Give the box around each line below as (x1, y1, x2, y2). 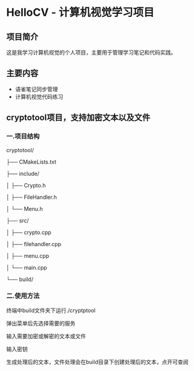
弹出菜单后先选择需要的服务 (6, 319, 76, 327)
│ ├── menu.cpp (6, 252, 50, 259)
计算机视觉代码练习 (15, 93, 64, 100)
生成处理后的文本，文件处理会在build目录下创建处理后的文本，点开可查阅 (6, 358, 189, 366)
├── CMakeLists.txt (6, 158, 56, 165)
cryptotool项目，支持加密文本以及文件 (6, 113, 150, 123)
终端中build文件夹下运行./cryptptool (6, 307, 96, 314)
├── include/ (6, 170, 39, 177)
